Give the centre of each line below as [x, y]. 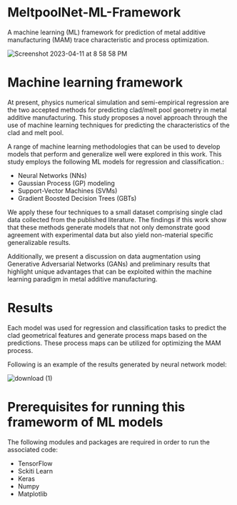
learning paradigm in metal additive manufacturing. [82, 279]
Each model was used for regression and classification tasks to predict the [117, 327]
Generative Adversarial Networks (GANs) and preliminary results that [109, 264]
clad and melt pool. [36, 132]
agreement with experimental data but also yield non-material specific [110, 235]
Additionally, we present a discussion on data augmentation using [104, 256]
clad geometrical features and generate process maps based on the [107, 335]
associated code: [33, 449]
